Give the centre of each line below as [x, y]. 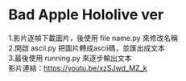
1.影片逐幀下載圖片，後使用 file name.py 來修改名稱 [93, 38]
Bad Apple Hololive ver [86, 15]
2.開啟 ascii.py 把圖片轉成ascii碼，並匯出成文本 [87, 48]
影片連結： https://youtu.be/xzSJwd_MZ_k [78, 68]
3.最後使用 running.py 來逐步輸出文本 [70, 58]
